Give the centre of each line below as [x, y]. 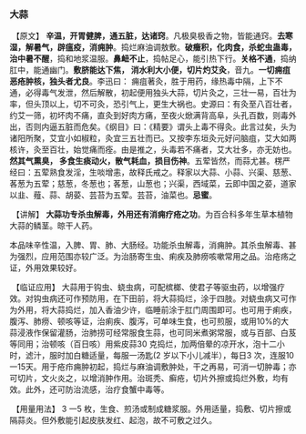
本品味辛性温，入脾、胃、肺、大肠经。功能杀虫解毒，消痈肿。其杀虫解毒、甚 [153, 245]
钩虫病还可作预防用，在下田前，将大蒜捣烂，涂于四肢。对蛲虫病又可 [161, 298]
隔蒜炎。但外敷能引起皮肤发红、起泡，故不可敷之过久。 [113, 420]
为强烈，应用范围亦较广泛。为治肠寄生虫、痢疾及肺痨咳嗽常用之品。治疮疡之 [153, 257]
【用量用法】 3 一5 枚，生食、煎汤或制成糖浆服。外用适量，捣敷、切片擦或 [151, 409]
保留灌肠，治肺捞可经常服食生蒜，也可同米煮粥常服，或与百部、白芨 [168, 333]
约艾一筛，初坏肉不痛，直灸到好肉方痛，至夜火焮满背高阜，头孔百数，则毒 [149, 116]
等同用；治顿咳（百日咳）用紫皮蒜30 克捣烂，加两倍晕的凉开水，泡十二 [143, 344]
